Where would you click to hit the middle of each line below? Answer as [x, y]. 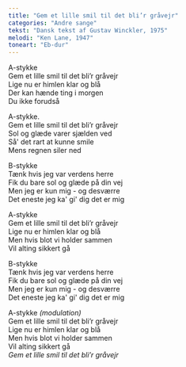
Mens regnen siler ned [45, 151]
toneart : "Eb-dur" [38, 45]
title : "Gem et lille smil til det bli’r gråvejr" [93, 15]
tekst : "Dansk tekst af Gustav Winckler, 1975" [88, 30]
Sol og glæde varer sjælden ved [60, 134]
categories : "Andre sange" [53, 23]
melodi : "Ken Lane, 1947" [51, 38]
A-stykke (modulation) [45, 313]
